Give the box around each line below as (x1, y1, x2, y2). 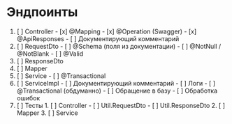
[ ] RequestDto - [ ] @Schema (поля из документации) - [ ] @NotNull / (16, 42, 222, 50)
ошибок (16, 93, 41, 102)
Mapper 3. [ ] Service (16, 109, 78, 117)
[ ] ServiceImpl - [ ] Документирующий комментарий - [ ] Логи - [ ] (16, 79, 216, 87)
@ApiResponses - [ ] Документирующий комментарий (16, 34, 180, 42)
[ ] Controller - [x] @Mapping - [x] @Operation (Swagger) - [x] (16, 27, 197, 36)
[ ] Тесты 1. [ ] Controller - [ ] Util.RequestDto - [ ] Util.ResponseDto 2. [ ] (16, 101, 225, 109)
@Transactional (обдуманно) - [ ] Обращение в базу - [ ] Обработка (16, 86, 218, 95)
